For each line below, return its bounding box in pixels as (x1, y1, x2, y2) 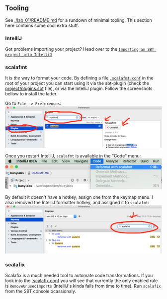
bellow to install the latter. (5, 91, 58, 97)
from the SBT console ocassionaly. (5, 288, 76, 294)
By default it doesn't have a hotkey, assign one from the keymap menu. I (5, 194, 153, 200)
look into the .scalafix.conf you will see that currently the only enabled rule (5, 278, 158, 284)
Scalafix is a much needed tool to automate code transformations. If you (5, 273, 153, 278)
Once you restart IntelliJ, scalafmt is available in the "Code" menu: (5, 152, 141, 158)
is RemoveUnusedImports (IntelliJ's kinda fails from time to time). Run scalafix (5, 283, 161, 289)
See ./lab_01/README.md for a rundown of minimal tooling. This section (5, 17, 153, 23)
